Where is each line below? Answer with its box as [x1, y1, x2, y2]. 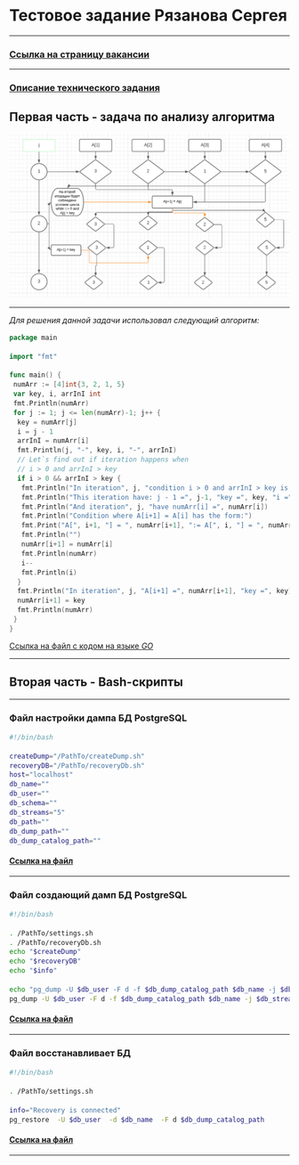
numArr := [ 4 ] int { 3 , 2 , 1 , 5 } [12, 380, 125, 389]
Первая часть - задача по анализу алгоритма [9, 109, 276, 125]
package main [9, 333, 58, 342]
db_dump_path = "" [9, 827, 69, 835]
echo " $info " [9, 966, 58, 975]
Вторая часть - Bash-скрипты [9, 674, 184, 690]
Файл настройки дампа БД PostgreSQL [9, 712, 188, 724]
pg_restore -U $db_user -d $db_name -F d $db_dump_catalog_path [9, 1115, 265, 1124]
